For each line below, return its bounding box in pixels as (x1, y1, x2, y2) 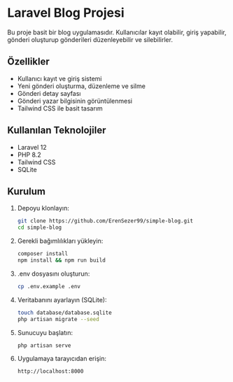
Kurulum (7, 185, 46, 197)
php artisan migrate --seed (17, 316, 99, 323)
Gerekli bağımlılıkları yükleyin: (17, 236, 104, 246)
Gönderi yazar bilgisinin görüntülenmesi (17, 97, 133, 105)
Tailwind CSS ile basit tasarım (17, 104, 103, 113)
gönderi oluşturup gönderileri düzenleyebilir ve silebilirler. (7, 35, 174, 43)
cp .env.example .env (17, 283, 80, 290)
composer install (17, 250, 69, 257)
